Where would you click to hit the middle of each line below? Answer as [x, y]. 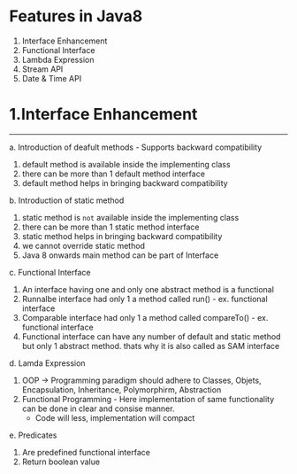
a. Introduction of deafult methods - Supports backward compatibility [136, 147]
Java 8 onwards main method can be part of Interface [120, 255]
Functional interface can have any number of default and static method [151, 336]
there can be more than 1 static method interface [110, 227]
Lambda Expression [58, 59]
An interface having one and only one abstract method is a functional [148, 289]
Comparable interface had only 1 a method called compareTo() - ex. [145, 317]
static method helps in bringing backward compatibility [122, 236]
